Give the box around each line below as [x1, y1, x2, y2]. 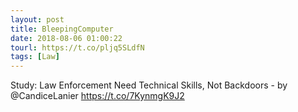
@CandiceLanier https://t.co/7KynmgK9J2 [10, 90, 185, 102]
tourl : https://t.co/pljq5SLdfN [10, 42, 145, 53]
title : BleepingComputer [10, 24, 114, 34]
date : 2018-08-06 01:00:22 [10, 33, 123, 43]
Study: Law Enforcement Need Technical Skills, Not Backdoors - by [10, 79, 288, 91]
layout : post [10, 14, 65, 25]
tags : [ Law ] [10, 52, 60, 62]
